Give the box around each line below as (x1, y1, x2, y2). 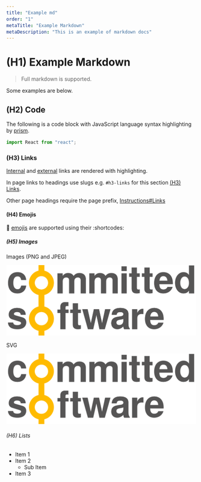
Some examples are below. (6, 87, 73, 95)
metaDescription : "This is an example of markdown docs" (6, 29, 152, 35)
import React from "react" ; (6, 139, 77, 145)
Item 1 (14, 451, 30, 458)
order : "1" (6, 16, 34, 22)
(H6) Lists (6, 432, 31, 439)
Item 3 (14, 470, 31, 477)
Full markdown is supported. (20, 75, 92, 83)
